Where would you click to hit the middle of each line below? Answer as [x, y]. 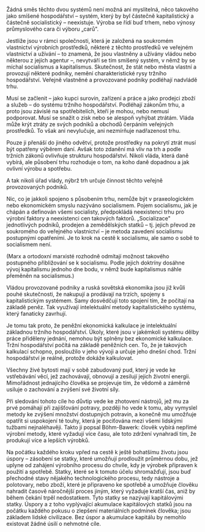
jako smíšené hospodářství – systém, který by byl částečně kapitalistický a [100, 16]
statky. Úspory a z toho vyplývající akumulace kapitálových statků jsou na [99, 504]
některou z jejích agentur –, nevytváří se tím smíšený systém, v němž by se [101, 60]
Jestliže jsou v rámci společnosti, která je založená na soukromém [90, 41]
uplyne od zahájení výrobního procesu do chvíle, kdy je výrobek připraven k [102, 465]
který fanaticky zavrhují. [37, 313]
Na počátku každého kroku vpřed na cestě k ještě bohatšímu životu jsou [97, 452]
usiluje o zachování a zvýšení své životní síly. [63, 389]
